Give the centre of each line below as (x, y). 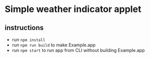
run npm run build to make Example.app (54, 45)
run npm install (29, 39)
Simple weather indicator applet (73, 9)
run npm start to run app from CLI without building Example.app (78, 50)
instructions (24, 28)
